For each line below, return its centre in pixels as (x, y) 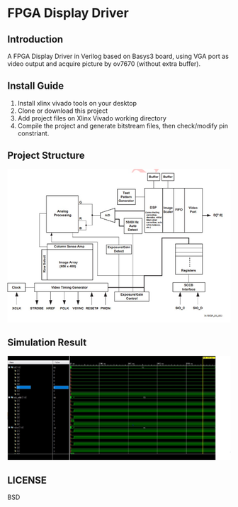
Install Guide (36, 86)
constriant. (33, 133)
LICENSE (27, 480)
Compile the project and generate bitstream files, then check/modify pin (123, 126)
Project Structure (46, 156)
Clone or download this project (63, 111)
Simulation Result (47, 343)
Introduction (35, 39)
